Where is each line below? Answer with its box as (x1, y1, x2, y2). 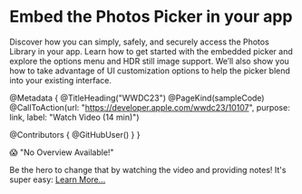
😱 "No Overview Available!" (9, 147, 115, 158)
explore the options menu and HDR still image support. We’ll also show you (9, 55, 290, 66)
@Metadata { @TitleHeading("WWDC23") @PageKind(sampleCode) (9, 92, 265, 103)
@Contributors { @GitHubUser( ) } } (9, 129, 141, 140)
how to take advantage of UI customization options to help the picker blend (9, 65, 290, 76)
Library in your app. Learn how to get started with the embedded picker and (9, 45, 293, 56)
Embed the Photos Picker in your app (9, 6, 293, 27)
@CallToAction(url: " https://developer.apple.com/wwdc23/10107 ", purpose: (9, 102, 290, 112)
